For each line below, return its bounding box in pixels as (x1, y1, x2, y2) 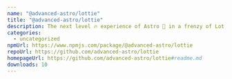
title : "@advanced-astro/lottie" (7, 16, 104, 23)
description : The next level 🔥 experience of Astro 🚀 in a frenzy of (7, 23, 213, 30)
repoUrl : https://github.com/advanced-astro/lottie (7, 49, 159, 56)
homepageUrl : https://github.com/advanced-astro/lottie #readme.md (7, 55, 202, 62)
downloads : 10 (7, 61, 48, 68)
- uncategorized (13, 36, 60, 43)
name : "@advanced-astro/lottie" (7, 10, 100, 17)
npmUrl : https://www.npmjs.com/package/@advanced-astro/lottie (7, 42, 193, 49)
